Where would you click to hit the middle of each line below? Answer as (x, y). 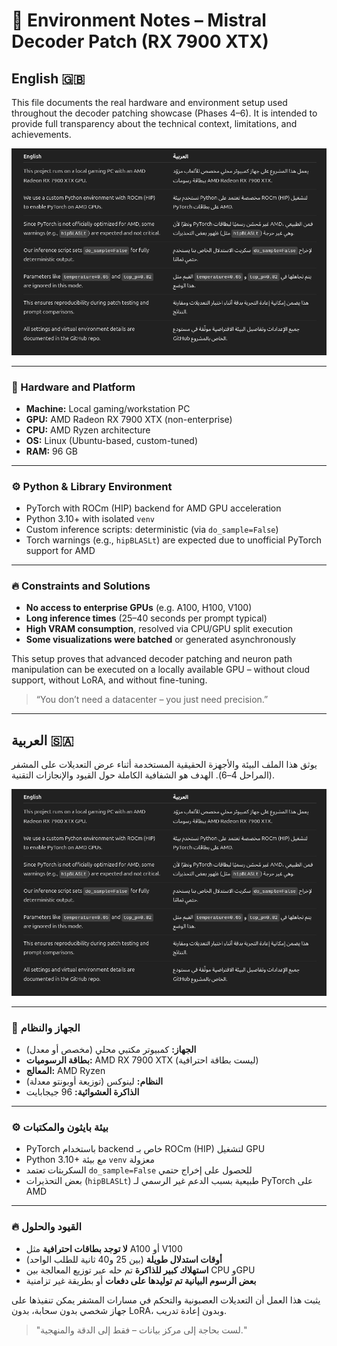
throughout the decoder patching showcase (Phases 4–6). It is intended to (164, 113)
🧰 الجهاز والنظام (46, 1027)
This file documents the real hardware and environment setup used (149, 102)
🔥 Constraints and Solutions (81, 586)
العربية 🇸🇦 (42, 740)
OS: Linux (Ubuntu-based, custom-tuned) (112, 440)
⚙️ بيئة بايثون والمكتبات (60, 1127)
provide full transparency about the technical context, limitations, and (154, 123)
